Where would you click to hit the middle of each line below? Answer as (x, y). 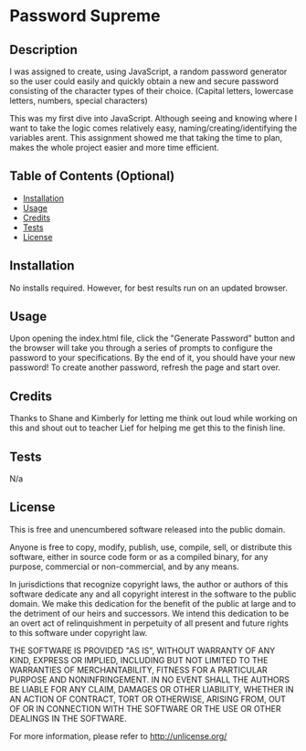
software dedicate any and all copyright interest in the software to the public (153, 594)
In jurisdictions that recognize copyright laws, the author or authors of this (149, 584)
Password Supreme (85, 16)
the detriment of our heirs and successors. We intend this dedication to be (149, 613)
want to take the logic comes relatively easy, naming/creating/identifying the (153, 128)
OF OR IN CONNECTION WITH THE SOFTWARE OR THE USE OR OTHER (145, 708)
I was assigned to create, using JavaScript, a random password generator (148, 71)
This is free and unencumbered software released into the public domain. (148, 529)
